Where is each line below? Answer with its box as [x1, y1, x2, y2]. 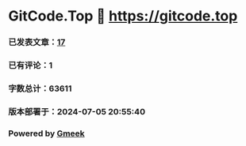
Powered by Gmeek [8, 128, 85, 139]
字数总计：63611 [8, 83, 72, 94]
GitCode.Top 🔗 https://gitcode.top [8, 7, 238, 25]
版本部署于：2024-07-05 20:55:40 [8, 106, 145, 117]
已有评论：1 [8, 60, 53, 71]
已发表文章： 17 [8, 37, 66, 48]
